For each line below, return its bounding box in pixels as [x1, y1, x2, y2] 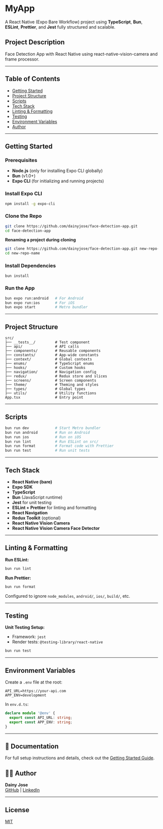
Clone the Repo [5, 213, 42, 220]
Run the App [5, 285, 35, 291]
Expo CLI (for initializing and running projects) [12, 178, 104, 184]
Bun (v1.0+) [12, 173, 35, 179]
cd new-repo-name [5, 251, 40, 256]
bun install [5, 273, 29, 278]
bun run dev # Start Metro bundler [5, 425, 101, 430]
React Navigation [12, 510, 48, 515]
